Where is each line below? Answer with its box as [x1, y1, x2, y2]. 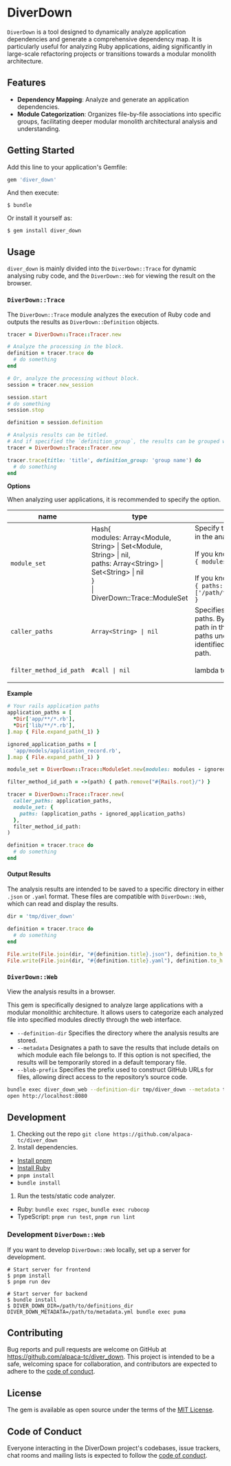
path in [195, 623, 217, 632]
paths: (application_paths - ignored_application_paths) [19, 810, 186, 817]
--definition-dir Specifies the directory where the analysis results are [16, 1029, 219, 1037]
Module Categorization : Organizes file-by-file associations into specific [16, 110, 221, 118]
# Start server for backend [7, 1290, 88, 1297]
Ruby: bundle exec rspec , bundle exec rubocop [16, 1205, 150, 1214]
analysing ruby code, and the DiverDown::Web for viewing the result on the [7, 272, 216, 280]
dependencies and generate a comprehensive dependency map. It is [7, 34, 202, 43]
